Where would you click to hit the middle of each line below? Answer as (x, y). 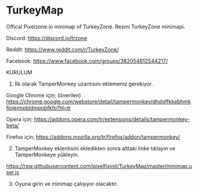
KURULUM (19, 72)
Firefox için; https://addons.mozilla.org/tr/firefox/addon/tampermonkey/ (93, 137)
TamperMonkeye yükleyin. (47, 155)
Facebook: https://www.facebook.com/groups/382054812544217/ (87, 61)
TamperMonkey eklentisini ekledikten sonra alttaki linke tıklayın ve (95, 148)
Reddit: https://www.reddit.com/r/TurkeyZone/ (63, 49)
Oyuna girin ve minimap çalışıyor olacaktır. (66, 184)
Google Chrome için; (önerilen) (44, 95)
